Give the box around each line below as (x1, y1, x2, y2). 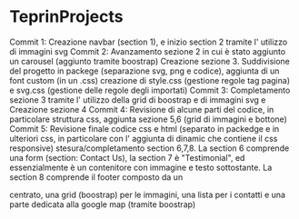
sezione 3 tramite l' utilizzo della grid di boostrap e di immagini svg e (9, 94, 266, 105)
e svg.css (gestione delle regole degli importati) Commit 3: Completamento (9, 85, 291, 95)
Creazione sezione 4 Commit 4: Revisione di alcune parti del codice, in (9, 104, 274, 114)
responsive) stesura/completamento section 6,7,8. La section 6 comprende (9, 143, 290, 154)
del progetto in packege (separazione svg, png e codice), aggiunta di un (9, 65, 280, 76)
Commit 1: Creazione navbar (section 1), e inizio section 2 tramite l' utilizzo (9, 36, 288, 47)
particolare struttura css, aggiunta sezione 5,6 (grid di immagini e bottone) (9, 114, 288, 124)
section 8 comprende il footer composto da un (9, 171, 184, 183)
